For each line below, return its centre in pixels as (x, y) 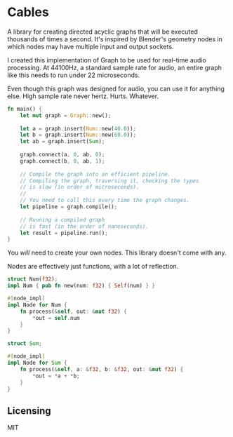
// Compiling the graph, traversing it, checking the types (109, 181)
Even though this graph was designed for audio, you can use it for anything (116, 88)
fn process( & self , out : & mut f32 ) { (74, 311)
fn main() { (25, 109)
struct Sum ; (25, 344)
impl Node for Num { (38, 305)
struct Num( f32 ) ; (33, 279)
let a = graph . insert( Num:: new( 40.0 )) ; (78, 128)
